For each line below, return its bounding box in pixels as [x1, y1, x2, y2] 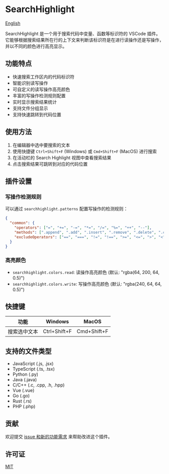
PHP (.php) [12, 403, 36, 410]
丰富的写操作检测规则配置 [12, 92, 66, 99]
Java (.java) [12, 377, 37, 383]
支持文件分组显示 [12, 105, 48, 111]
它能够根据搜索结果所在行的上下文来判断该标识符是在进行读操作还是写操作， [5, 37, 164, 43]
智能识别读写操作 [12, 80, 48, 86]
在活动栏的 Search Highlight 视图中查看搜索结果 [12, 155, 112, 161]
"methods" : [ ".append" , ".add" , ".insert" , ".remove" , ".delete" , [14, 230, 156, 235]
